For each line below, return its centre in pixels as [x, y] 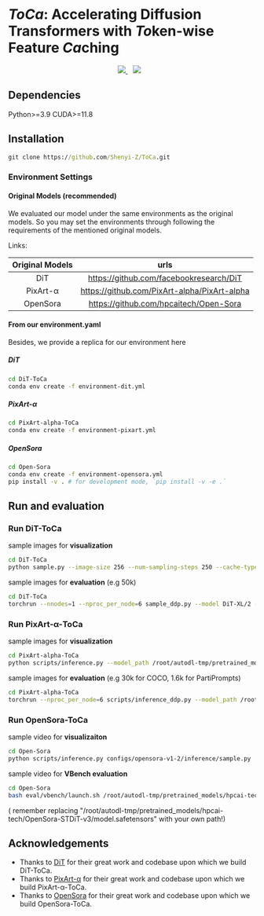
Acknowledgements [59, 843]
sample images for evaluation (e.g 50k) [72, 582]
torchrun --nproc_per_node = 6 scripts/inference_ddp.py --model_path [123, 700]
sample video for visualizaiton [58, 737]
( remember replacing [43, 810]
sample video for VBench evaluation [68, 773]
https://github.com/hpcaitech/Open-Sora [165, 303]
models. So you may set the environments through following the [112, 222]
